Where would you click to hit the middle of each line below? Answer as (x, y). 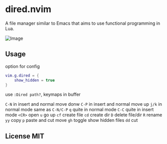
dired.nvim (28, 9)
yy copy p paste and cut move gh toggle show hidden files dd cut (71, 120)
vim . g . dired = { (22, 76)
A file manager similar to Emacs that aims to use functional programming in (83, 23)
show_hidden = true (35, 80)
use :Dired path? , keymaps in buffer (43, 95)
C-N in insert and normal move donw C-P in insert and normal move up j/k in (83, 104)
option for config (23, 66)
